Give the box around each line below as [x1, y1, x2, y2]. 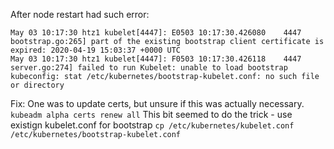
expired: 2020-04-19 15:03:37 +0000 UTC [10, 45, 182, 55]
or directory [10, 80, 65, 90]
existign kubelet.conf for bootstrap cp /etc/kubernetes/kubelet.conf [10, 119, 295, 131]
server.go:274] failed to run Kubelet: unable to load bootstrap [10, 63, 288, 73]
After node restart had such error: [10, 9, 150, 20]
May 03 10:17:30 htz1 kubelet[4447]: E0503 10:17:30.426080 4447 [10, 28, 302, 38]
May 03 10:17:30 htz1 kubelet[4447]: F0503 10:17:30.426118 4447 [10, 54, 302, 64]
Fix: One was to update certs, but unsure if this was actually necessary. [10, 98, 305, 109]
